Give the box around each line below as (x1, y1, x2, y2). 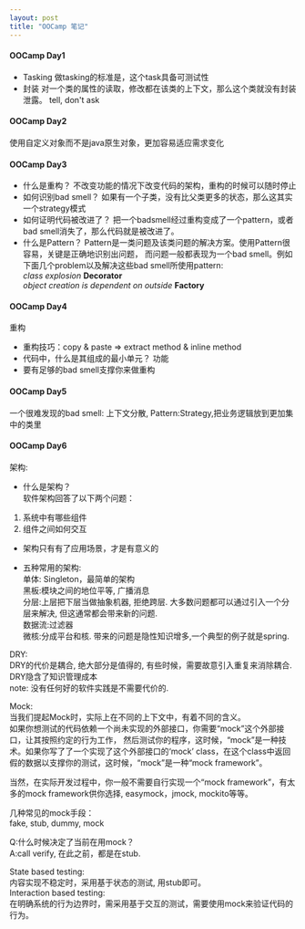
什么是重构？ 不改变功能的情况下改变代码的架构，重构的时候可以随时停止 (22, 180, 297, 192)
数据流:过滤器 (22, 619, 74, 630)
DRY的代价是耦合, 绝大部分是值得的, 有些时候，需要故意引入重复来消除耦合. (9, 659, 293, 671)
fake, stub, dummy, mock (9, 818, 105, 829)
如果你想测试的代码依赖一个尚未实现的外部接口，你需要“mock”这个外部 (9, 723, 277, 734)
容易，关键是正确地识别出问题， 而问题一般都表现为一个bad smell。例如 (22, 248, 293, 260)
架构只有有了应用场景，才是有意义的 (22, 542, 159, 553)
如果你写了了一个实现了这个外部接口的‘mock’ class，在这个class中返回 (25, 746, 291, 757)
